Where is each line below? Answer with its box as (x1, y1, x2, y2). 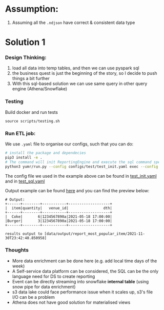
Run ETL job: (5, 130, 36, 137)
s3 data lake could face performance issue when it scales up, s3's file (12, 289, 153, 295)
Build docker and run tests (5, 109, 58, 115)
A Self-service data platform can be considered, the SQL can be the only (12, 268, 159, 274)
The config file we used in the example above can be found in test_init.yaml (5, 173, 157, 179)
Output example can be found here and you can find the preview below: (5, 187, 150, 193)
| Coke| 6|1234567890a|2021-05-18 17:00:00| (5, 214, 112, 219)
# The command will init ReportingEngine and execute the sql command (5, 160, 152, 165)
